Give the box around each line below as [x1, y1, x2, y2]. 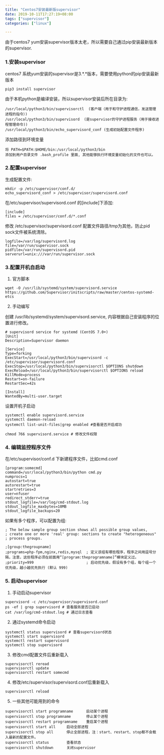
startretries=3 [5, 487, 36, 492]
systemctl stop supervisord [5, 643, 63, 647]
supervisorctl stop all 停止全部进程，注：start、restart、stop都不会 [5, 730, 153, 734]
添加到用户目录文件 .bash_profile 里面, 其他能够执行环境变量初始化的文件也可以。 [5, 152, 156, 157]
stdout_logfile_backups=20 [5, 509, 60, 513]
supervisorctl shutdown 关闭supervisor [5, 745, 96, 750]
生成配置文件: [5, 177, 33, 182]
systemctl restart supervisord [5, 638, 69, 643]
